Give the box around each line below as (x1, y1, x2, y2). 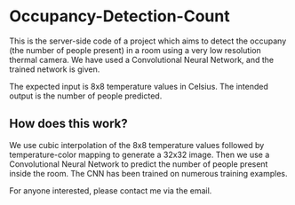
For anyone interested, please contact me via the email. (9, 185, 212, 196)
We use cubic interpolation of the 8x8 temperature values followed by (9, 139, 265, 150)
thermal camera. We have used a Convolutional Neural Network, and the (9, 54, 274, 65)
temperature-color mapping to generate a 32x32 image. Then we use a (9, 149, 270, 160)
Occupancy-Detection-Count (9, 6, 230, 27)
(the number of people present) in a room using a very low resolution (9, 44, 262, 55)
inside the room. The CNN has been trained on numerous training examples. (9, 168, 288, 178)
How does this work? (9, 116, 128, 131)
